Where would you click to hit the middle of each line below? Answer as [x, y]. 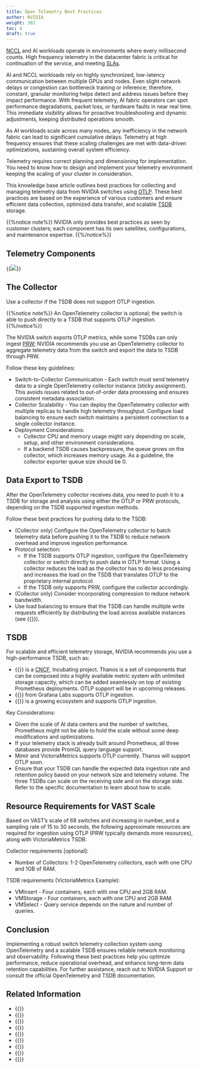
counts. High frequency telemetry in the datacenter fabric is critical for [92, 57]
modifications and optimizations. [54, 737]
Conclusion [28, 930]
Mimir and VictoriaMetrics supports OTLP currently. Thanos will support [102, 756]
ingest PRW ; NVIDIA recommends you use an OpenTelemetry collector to [95, 343]
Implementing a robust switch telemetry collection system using [84, 944]
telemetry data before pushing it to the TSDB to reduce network [92, 537]
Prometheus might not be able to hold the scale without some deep [97, 731]
